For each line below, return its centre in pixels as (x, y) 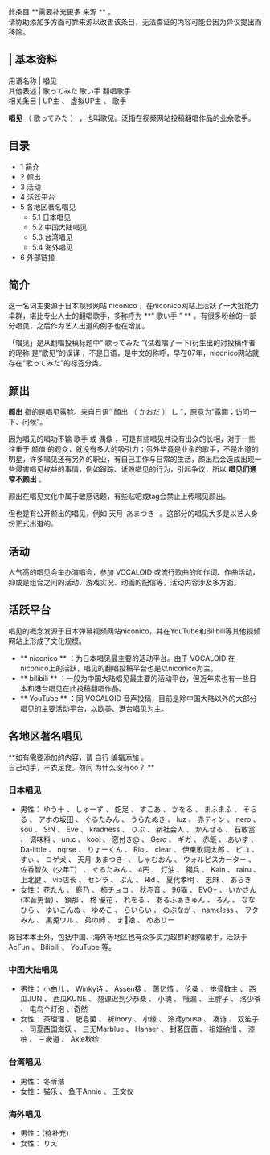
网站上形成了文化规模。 (47, 641)
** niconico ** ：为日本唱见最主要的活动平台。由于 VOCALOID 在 (127, 658)
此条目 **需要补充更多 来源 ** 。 (61, 12)
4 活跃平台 (37, 196)
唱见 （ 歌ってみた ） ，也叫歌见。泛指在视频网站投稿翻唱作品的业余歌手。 (132, 118)
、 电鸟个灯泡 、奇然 (54, 1009)
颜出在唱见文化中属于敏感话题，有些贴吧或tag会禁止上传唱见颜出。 (119, 497)
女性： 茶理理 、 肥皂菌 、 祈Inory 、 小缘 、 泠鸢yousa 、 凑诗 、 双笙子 (139, 1019)
